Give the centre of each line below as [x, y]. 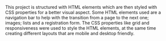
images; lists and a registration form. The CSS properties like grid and [77, 23]
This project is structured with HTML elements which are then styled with [81, 7]
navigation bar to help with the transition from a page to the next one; [77, 18]
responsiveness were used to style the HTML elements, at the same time [81, 28]
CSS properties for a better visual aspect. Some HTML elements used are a [83, 12]
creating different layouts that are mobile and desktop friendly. [70, 33]
